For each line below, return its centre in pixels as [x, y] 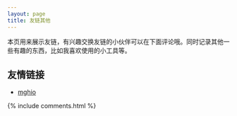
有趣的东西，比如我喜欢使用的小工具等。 [72, 50]
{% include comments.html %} [52, 106]
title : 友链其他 [29, 21]
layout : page [26, 14]
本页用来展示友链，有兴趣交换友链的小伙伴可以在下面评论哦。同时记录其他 [115, 41]
